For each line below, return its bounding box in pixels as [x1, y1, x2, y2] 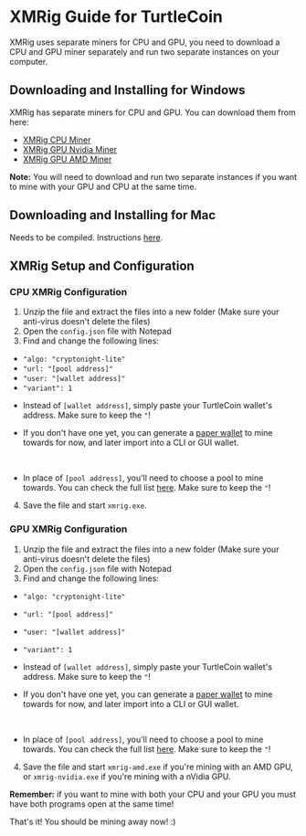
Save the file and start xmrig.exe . [22, 500, 148, 511]
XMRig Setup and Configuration [9, 258, 195, 273]
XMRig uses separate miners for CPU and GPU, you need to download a [9, 37, 280, 48]
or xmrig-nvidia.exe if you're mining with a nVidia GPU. [22, 770, 231, 782]
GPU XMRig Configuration [9, 523, 128, 535]
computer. [9, 56, 48, 67]
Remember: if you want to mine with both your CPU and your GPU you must [9, 788, 297, 799]
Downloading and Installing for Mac [9, 207, 216, 223]
